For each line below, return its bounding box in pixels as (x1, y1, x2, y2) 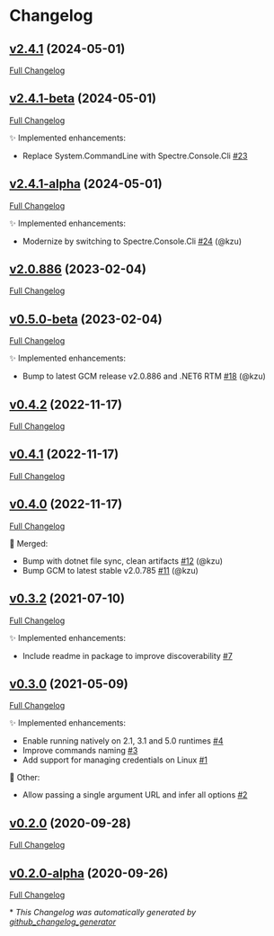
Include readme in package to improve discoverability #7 (22, 650, 234, 661)
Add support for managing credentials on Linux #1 (22, 754, 208, 765)
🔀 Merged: (9, 538, 49, 548)
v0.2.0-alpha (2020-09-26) (9, 865, 169, 881)
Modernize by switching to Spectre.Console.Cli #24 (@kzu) (22, 236, 243, 246)
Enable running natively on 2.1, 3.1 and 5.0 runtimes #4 (22, 735, 224, 746)
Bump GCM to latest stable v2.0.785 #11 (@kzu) (22, 565, 199, 575)
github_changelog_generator (9, 916, 117, 927)
